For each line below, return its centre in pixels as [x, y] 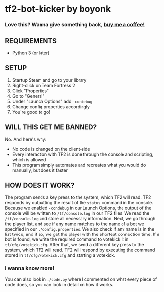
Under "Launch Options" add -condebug [52, 101]
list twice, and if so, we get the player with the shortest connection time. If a [82, 234]
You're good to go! [31, 112]
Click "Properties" [31, 91]
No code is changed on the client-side [51, 149]
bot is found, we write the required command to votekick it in [67, 239]
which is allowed [29, 159]
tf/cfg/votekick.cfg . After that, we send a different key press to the [75, 245]
